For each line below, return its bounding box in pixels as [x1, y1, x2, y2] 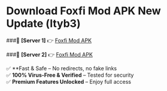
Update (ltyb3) [6, 17, 81, 30]
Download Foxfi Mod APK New [6, 4, 162, 18]
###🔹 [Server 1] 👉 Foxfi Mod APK [6, 37, 92, 44]
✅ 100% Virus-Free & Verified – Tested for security [6, 71, 134, 79]
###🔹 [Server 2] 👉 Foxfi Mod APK [6, 51, 93, 58]
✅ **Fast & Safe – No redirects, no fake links [6, 64, 117, 72]
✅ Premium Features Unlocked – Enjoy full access [6, 78, 132, 85]
